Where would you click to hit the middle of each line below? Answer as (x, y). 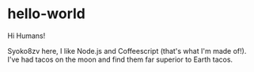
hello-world (47, 14)
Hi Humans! (27, 36)
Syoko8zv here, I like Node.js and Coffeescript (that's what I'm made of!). (127, 51)
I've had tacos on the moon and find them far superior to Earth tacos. (120, 59)
